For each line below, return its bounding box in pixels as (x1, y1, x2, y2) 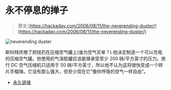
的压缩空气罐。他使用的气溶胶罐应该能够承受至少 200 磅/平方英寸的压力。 (5, 55, 162, 62)
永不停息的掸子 (5, 5, 69, 16)
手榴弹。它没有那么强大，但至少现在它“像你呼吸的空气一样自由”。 (9, 68, 148, 75)
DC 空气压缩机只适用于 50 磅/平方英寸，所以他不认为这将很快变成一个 (11, 62, 159, 68)
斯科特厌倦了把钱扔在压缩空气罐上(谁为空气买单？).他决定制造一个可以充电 (5, 49, 163, 55)
